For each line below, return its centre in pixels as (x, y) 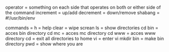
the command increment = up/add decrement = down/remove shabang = (82, 13)
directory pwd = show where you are (44, 44)
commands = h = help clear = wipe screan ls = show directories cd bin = (82, 28)
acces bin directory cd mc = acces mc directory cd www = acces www (81, 33)
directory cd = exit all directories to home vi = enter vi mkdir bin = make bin (84, 38)
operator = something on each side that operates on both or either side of (83, 7)
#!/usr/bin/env (20, 18)
